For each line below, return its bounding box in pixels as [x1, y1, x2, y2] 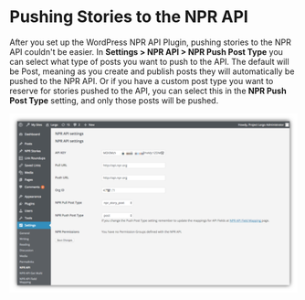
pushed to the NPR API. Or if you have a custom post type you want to [9, 75, 274, 86]
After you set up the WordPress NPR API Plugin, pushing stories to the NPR [9, 37, 292, 48]
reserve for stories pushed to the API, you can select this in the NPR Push [9, 85, 287, 96]
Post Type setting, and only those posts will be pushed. [9, 94, 219, 106]
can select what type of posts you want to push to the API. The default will [9, 56, 289, 67]
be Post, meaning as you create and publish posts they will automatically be [9, 66, 295, 77]
